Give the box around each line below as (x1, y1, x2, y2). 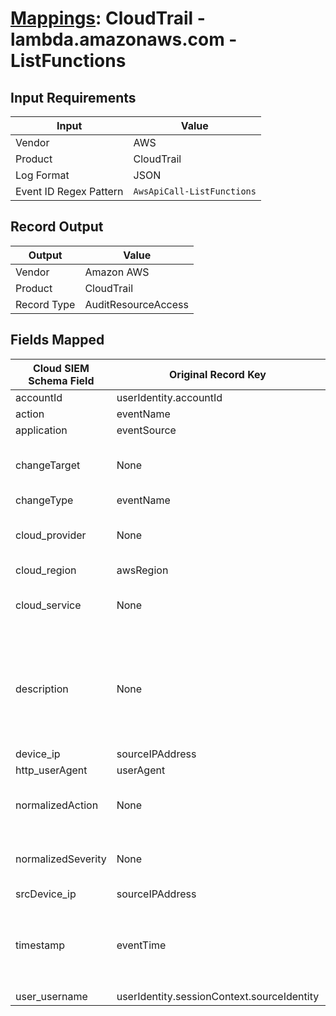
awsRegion (116, 563, 169, 577)
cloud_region (15, 563, 77, 577)
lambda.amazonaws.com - (10, 28, 238, 51)
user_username (15, 989, 88, 1003)
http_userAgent (15, 763, 88, 777)
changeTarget (15, 458, 81, 472)
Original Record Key (169, 367, 267, 381)
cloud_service (15, 598, 82, 612)
